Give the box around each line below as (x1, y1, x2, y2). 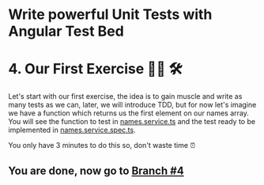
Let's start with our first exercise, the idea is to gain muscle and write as (8, 92, 243, 101)
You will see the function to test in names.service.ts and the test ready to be (8, 117, 255, 126)
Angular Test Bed (8, 22, 124, 40)
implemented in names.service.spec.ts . (8, 125, 136, 135)
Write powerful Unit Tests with (8, 6, 213, 24)
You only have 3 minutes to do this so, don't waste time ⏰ (8, 141, 196, 150)
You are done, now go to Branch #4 (8, 164, 184, 177)
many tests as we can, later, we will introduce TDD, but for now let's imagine (8, 100, 257, 110)
